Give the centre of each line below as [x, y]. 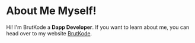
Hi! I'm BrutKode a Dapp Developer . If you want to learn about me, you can [98, 27]
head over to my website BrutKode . [49, 33]
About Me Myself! [51, 11]
